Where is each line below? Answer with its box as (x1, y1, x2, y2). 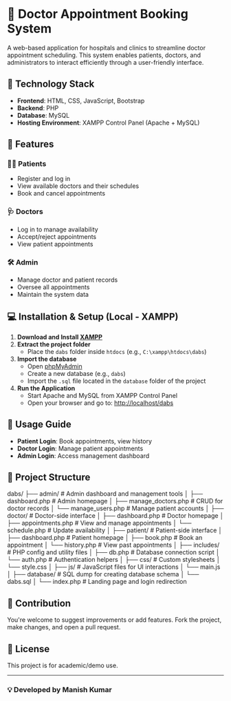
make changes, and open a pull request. (7, 623, 121, 631)
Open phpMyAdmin (27, 362, 82, 370)
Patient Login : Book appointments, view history (16, 437, 153, 445)
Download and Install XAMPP (16, 333, 103, 341)
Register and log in (16, 175, 71, 183)
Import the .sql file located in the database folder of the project (27, 377, 206, 385)
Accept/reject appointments (16, 232, 97, 240)
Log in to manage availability (16, 225, 98, 233)
